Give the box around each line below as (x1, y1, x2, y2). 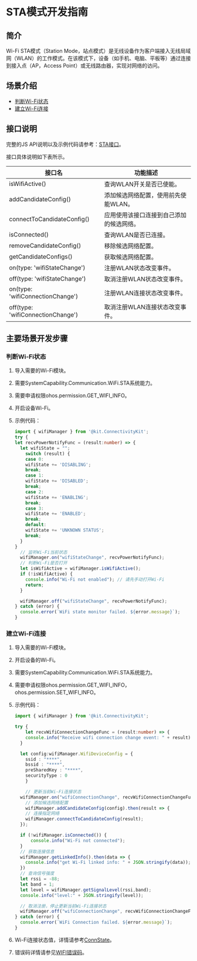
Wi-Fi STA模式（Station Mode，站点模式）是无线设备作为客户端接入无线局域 (6, 48, 191, 54)
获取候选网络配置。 (104, 252, 157, 261)
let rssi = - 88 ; (20, 876, 60, 882)
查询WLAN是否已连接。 (104, 231, 169, 239)
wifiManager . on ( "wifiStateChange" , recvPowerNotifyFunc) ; (20, 554, 165, 561)
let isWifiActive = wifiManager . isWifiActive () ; (20, 566, 141, 571)
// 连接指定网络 (25, 810, 60, 817)
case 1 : (25, 473, 44, 478)
